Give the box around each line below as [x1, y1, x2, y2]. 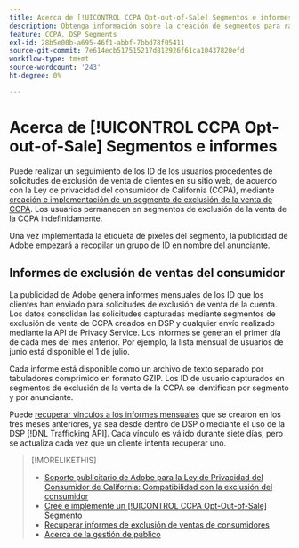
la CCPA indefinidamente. [9, 213, 103, 224]
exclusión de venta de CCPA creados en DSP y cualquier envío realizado [9, 317, 276, 328]
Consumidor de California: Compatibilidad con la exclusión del [44, 481, 273, 492]
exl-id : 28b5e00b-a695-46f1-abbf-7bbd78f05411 [9, 37, 185, 47]
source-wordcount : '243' [9, 63, 101, 72]
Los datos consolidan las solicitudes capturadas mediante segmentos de [9, 308, 276, 319]
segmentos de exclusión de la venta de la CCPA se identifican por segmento [9, 382, 289, 393]
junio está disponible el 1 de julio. [9, 346, 131, 356]
